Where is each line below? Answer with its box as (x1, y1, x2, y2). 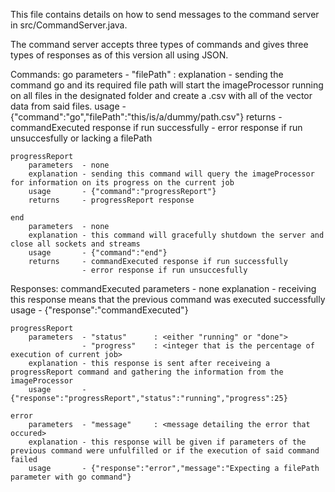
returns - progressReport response (28, 195, 195, 205)
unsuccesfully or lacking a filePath (10, 132, 153, 144)
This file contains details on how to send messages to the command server (10, 9, 320, 20)
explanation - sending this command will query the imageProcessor (28, 169, 315, 179)
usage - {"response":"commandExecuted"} (10, 304, 189, 316)
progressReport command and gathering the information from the (10, 367, 284, 377)
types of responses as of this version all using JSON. (10, 49, 229, 61)
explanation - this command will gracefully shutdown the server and (28, 230, 325, 240)
